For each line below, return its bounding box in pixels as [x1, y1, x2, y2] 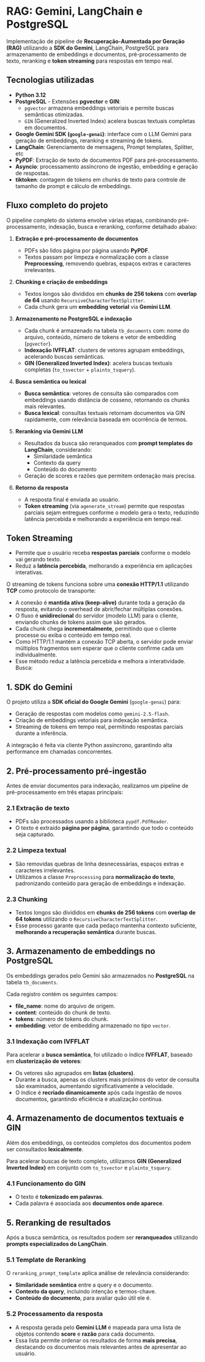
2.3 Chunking [6, 895, 48, 904]
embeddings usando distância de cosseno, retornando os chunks [24, 396, 190, 403]
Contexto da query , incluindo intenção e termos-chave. [15, 1288, 157, 1295]
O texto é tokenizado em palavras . [15, 1193, 104, 1201]
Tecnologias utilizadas [6, 75, 94, 85]
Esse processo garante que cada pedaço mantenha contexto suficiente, [15, 921, 197, 929]
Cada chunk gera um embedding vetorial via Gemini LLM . [24, 303, 173, 310]
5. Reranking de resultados [6, 1217, 111, 1228]
